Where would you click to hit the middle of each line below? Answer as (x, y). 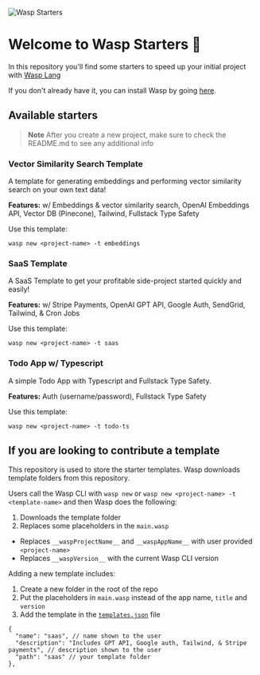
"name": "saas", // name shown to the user (88, 636)
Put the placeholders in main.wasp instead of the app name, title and (134, 598)
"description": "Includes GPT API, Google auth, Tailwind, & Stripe (131, 643)
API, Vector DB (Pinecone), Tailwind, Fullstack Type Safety (104, 214)
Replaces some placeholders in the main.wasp (94, 526)
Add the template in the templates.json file (90, 614)
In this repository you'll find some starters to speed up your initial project (127, 66)
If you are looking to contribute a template (114, 451)
